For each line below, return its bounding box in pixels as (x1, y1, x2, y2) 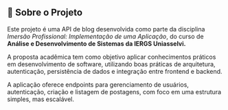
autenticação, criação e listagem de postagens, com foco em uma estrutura (7, 87, 222, 96)
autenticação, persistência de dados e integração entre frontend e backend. (7, 67, 223, 75)
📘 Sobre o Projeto (7, 7, 83, 18)
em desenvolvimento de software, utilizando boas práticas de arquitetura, (7, 59, 216, 68)
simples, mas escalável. (7, 95, 74, 103)
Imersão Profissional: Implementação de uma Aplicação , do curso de (7, 32, 204, 40)
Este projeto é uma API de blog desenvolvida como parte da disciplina (7, 25, 205, 33)
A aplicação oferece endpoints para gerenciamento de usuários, (7, 80, 189, 89)
